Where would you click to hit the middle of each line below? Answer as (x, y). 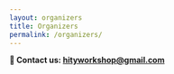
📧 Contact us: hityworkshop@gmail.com (87, 60)
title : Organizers (44, 26)
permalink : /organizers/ (56, 34)
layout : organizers (46, 18)
